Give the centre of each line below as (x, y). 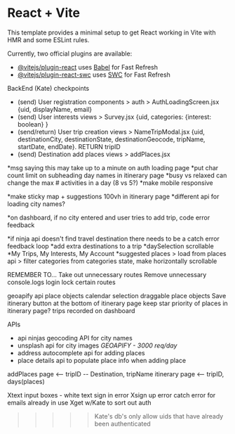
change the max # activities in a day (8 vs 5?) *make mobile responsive (110, 183)
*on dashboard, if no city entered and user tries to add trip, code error (109, 217)
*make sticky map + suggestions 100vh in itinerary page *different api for (113, 196)
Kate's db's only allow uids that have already (159, 416)
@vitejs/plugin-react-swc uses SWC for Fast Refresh (94, 75)
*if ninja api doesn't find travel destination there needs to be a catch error (113, 238)
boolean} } (33, 124)
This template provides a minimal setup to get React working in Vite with (112, 32)
